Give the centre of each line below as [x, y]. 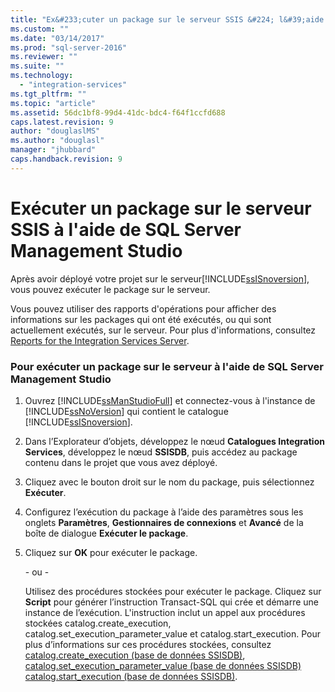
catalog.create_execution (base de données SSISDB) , [135, 655]
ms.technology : [42, 76]
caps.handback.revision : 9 [66, 159]
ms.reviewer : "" [44, 57]
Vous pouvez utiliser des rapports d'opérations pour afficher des [143, 308]
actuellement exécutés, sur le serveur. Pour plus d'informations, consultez [163, 330]
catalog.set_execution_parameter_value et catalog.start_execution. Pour [173, 633]
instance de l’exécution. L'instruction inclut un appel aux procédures [165, 612]
